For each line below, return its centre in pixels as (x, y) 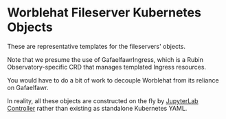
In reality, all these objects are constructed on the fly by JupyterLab (103, 100)
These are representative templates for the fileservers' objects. (96, 46)
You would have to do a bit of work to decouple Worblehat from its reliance (113, 80)
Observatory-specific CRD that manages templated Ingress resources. (107, 67)
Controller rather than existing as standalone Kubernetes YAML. (97, 108)
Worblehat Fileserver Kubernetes (104, 13)
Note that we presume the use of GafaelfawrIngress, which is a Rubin (105, 59)
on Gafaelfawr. (28, 87)
